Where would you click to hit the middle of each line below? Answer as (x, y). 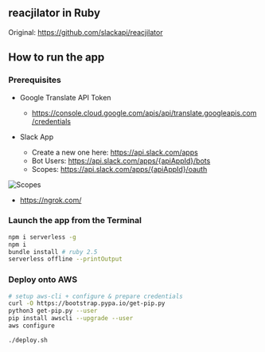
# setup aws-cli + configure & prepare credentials (95, 296)
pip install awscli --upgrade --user (71, 319)
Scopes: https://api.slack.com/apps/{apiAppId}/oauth (119, 169)
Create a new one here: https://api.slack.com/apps (115, 152)
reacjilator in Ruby (55, 13)
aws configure (32, 326)
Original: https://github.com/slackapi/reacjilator (86, 32)
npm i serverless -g (43, 237)
